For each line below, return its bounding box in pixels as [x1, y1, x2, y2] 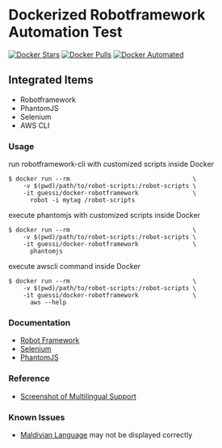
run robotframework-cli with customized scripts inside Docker [8, 160, 215, 169]
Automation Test [8, 23, 123, 41]
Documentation [8, 317, 71, 328]
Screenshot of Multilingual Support [19, 391, 136, 401]
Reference [8, 373, 50, 384]
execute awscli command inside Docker [8, 262, 141, 271]
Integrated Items [8, 73, 94, 87]
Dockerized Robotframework [8, 6, 206, 24]
